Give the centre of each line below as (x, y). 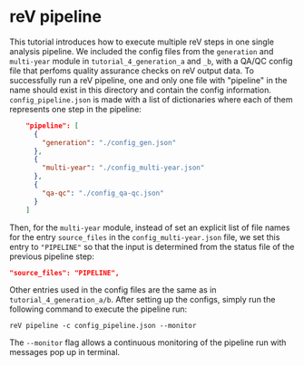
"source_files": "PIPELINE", (64, 273)
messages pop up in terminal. (65, 352)
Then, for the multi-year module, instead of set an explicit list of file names (150, 227)
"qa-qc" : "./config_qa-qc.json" (103, 193)
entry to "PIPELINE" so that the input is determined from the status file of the (152, 246)
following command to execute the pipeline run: (98, 309)
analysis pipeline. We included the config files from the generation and (142, 51)
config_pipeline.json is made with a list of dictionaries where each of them (151, 99)
